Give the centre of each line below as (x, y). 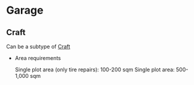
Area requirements (38, 58)
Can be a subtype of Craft (38, 46)
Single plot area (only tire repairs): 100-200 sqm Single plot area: (95, 70)
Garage (25, 10)
